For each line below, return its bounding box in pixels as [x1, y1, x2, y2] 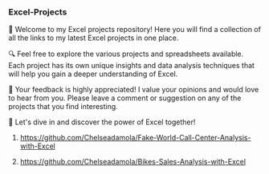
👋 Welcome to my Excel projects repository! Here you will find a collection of [8, 25, 261, 34]
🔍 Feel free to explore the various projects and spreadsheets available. [8, 49, 244, 59]
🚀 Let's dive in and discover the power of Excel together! [8, 117, 196, 127]
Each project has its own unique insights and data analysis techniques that [8, 61, 255, 71]
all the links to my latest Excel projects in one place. [8, 33, 179, 42]
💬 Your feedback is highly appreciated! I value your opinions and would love [8, 85, 259, 95]
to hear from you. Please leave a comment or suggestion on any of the [8, 93, 242, 103]
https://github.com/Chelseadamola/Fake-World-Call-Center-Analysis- [19, 133, 251, 143]
